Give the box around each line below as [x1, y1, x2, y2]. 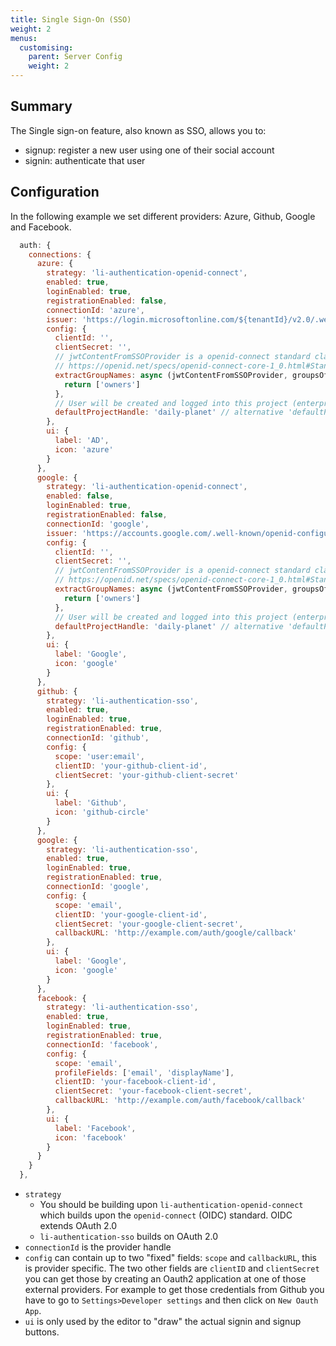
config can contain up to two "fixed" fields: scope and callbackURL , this [24, 1252, 317, 1263]
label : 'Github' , [54, 798, 128, 808]
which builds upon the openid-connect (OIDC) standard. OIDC [39, 1209, 293, 1221]
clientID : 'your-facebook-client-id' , [54, 1077, 217, 1087]
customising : [19, 42, 74, 53]
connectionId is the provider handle [24, 1241, 172, 1253]
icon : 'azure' [54, 444, 114, 455]
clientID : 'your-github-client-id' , [54, 761, 208, 771]
